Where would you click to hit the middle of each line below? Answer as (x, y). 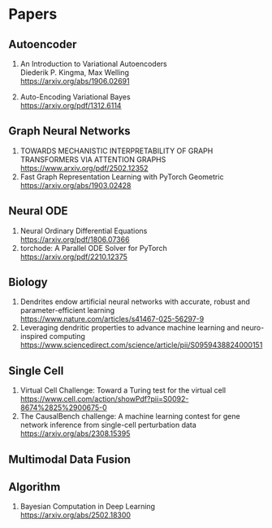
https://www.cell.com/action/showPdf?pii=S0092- (104, 399)
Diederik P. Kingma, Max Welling (75, 73)
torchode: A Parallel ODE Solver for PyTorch (94, 248)
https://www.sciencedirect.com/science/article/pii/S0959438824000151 (141, 345)
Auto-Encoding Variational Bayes (76, 97)
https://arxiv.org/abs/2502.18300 (76, 515)
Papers (33, 14)
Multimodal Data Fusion (70, 459)
